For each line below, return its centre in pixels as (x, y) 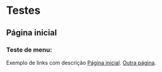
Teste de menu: (29, 50)
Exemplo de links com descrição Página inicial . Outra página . (81, 62)
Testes (23, 10)
